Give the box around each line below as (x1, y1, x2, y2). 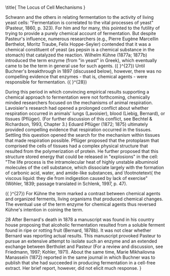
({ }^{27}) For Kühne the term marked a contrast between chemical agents (5, 191, 161, 196)
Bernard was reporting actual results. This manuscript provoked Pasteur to (5, 233, 161, 238)
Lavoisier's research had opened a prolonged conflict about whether (5, 105, 149, 111)
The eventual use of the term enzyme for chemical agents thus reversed (5, 201, 156, 207)
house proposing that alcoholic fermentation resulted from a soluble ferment (5, 222, 165, 228)
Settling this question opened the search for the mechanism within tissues (5, 132, 160, 138)
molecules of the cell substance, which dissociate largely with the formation (5, 165, 164, 170)
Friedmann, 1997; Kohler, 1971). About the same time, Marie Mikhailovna (5, 249, 155, 255)
